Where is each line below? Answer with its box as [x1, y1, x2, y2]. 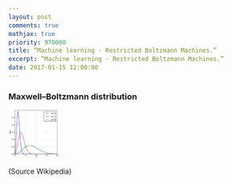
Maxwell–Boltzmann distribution [8, 90, 138, 102]
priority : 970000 [8, 38, 67, 46]
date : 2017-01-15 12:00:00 [8, 64, 99, 72]
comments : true [8, 21, 59, 30]
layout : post [8, 13, 52, 21]
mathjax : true [8, 30, 56, 38]
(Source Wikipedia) [8, 166, 72, 176]
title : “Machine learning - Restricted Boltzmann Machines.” [8, 46, 218, 55]
